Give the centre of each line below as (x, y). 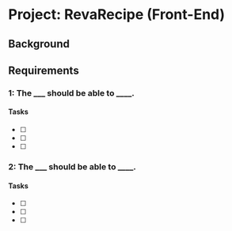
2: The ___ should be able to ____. (72, 167)
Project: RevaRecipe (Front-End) (117, 15)
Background (39, 44)
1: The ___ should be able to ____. (71, 93)
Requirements (44, 70)
